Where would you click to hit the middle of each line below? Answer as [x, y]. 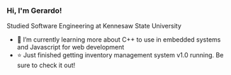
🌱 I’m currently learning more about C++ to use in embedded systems [119, 40]
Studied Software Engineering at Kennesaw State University [94, 26]
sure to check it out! [46, 65]
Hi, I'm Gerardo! [34, 11]
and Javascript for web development [71, 47]
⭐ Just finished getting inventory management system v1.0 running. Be [120, 55]
